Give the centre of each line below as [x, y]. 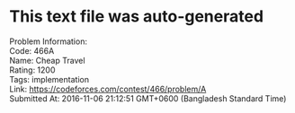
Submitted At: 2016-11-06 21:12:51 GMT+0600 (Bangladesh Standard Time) [148, 98]
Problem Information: [49, 41]
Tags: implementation [49, 79]
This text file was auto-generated [136, 17]
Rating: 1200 [32, 70]
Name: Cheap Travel [47, 60]
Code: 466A [32, 50]
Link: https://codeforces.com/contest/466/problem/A [108, 89]
